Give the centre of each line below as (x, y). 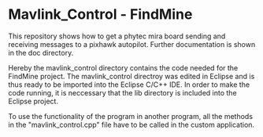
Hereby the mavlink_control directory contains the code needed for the (123, 67)
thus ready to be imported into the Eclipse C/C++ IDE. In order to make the (129, 85)
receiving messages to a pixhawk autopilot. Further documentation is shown (132, 44)
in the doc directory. (41, 52)
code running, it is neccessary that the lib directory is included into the (123, 92)
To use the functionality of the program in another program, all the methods (131, 116)
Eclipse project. (33, 101)
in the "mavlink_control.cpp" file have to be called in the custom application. (131, 124)
